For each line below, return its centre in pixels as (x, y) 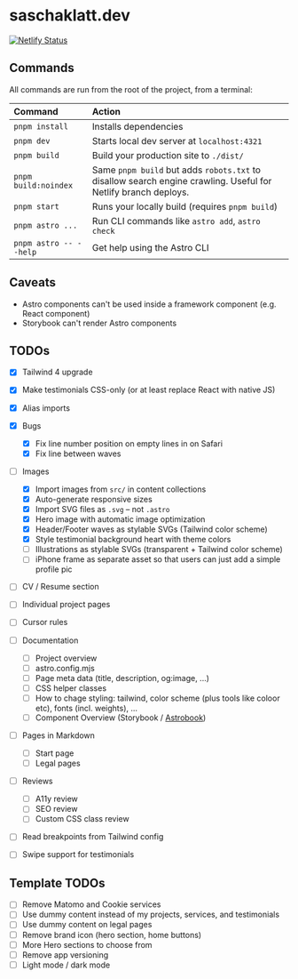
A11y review (56, 799)
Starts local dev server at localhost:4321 (177, 140)
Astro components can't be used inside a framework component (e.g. (149, 304)
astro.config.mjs (65, 668)
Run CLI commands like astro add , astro (176, 221)
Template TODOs (57, 883)
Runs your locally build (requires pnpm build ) (184, 206)
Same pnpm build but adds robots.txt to (176, 170)
